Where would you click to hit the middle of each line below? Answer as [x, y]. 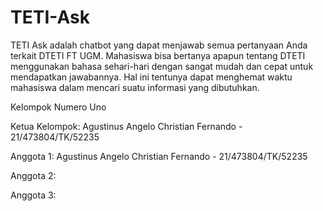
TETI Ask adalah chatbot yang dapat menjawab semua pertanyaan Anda [159, 45]
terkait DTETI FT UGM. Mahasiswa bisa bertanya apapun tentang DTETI [158, 55]
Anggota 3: [33, 195]
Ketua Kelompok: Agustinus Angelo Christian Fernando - [126, 126]
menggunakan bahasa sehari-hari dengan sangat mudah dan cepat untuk [162, 66]
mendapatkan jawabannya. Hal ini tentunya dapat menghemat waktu [151, 77]
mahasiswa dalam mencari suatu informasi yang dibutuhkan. [135, 87]
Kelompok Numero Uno [58, 107]
